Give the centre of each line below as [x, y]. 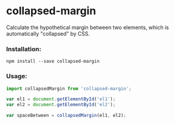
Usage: [17, 77]
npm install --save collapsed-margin [53, 61]
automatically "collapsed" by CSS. [48, 33]
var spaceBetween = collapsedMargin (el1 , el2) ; [66, 116]
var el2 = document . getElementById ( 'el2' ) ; [61, 105]
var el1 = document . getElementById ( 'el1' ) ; [61, 99]
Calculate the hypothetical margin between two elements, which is [87, 27]
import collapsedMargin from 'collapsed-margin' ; [69, 88]
